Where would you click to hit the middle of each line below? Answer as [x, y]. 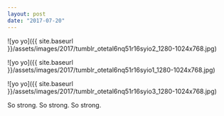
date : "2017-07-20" [36, 21]
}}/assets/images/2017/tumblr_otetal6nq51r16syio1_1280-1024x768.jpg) [111, 70]
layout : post [27, 14]
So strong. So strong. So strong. [54, 105]
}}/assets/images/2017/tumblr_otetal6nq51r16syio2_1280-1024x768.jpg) [112, 48]
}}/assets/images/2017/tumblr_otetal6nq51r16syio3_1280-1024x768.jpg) [112, 91]
